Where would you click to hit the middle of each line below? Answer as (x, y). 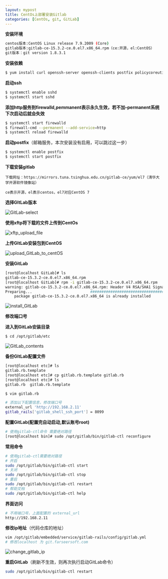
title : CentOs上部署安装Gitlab (36, 15)
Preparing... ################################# (85, 292)
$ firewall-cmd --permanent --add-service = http (56, 128)
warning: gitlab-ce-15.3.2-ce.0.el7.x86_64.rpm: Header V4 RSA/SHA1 (78, 287)
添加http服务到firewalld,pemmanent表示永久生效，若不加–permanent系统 (82, 107)
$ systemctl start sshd (30, 97)
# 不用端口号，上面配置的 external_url (42, 513)
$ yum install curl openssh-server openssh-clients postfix (69, 73)
